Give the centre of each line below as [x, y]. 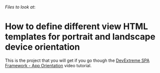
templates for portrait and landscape [80, 37]
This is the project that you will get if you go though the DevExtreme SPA [77, 60]
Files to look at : [20, 7]
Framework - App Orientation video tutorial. [48, 65]
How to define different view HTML [77, 27]
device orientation [43, 47]
